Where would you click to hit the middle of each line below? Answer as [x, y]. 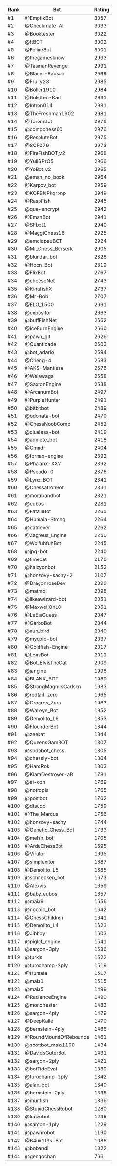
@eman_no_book [45, 177]
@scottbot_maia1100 [50, 1045]
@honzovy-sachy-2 [49, 575]
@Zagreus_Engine [46, 535]
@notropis [37, 790]
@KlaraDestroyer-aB [49, 774]
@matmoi [36, 591]
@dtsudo [36, 806]
